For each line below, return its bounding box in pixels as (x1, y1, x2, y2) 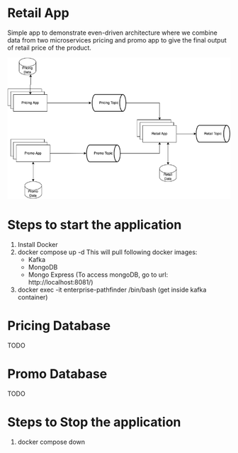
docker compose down (17, 437, 86, 446)
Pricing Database (7, 318, 111, 334)
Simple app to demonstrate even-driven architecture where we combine (7, 28, 217, 37)
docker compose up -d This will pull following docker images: (17, 248, 198, 256)
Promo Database (7, 366, 108, 382)
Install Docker (17, 241, 58, 249)
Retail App (7, 5, 69, 21)
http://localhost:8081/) (28, 278, 93, 287)
